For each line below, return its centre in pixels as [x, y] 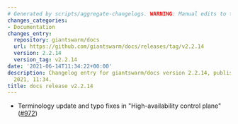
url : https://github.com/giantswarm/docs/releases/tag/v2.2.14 [109, 46]
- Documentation [31, 27]
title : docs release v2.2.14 [50, 86]
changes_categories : [38, 20]
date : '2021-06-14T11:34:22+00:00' [60, 66]
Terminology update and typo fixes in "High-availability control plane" [119, 106]
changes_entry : [30, 33]
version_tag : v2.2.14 [46, 60]
